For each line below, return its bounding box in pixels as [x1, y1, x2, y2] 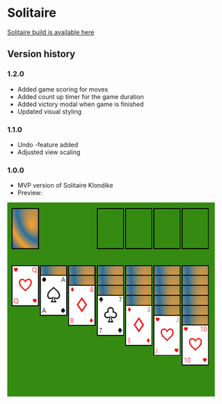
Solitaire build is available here [7, 28, 95, 36]
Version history [7, 48, 76, 60]
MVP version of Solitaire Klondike [17, 181, 113, 190]
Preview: [17, 188, 43, 197]
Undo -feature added [17, 140, 79, 149]
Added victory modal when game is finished [17, 100, 144, 108]
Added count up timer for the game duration [17, 92, 144, 100]
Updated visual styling [17, 107, 82, 116]
